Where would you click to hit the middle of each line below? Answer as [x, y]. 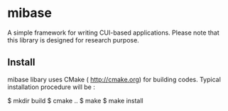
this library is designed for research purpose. [74, 40]
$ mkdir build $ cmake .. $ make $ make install [75, 100]
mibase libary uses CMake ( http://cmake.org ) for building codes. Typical [114, 79]
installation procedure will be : [51, 87]
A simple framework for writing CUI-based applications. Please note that [114, 33]
